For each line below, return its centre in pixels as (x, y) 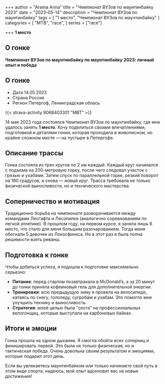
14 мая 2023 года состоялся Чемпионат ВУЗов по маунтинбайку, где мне (82, 122)
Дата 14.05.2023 (29, 92)
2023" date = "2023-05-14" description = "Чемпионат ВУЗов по (71, 12)
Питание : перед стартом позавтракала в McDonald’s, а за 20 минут (83, 282)
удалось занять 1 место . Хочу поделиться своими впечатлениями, (76, 127)
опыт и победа (21, 65)
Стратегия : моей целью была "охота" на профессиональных (76, 308)
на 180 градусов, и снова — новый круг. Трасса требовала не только (78, 181)
